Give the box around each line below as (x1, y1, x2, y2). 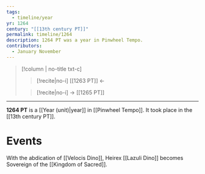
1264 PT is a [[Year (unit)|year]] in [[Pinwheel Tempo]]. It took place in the (6, 106, 193, 113)
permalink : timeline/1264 (6, 32, 72, 38)
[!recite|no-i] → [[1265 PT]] (36, 89, 105, 96)
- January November (12, 49, 62, 55)
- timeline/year (12, 15, 53, 21)
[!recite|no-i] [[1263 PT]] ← (36, 77, 105, 84)
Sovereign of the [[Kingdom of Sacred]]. (6, 161, 108, 168)
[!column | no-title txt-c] (21, 65, 82, 72)
